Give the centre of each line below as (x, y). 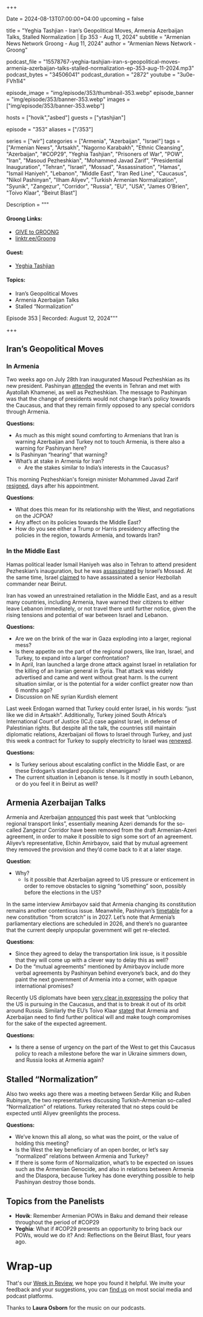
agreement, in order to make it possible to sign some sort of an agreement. (100, 837)
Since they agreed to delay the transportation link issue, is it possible (101, 954)
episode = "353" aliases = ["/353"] (50, 129)
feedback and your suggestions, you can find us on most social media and (99, 1289)
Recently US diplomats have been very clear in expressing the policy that (98, 998)
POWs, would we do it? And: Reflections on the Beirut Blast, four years (103, 1236)
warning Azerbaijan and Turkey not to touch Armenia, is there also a (100, 442)
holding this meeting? (42, 1143)
